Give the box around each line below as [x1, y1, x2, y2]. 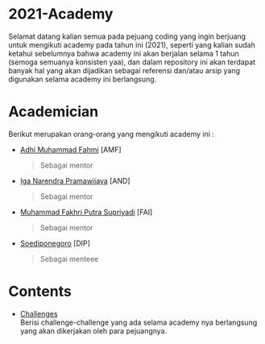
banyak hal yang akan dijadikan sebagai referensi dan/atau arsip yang [8, 65, 240, 75]
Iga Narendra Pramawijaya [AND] [19, 176, 130, 185]
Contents [8, 283, 72, 300]
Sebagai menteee [39, 254, 99, 263]
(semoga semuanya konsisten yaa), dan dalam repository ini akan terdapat [8, 57, 256, 67]
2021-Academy [8, 5, 114, 23]
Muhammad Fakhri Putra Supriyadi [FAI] [19, 207, 153, 217]
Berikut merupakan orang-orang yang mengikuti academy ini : [8, 129, 215, 139]
